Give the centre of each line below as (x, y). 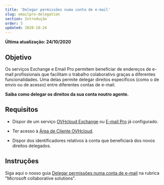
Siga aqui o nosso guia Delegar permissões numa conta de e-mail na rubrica (82, 173)
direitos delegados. (32, 146)
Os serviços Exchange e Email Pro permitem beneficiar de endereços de (78, 69)
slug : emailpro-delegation (33, 14)
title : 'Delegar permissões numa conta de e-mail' (58, 10)
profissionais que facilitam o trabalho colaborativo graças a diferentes (85, 74)
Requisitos (22, 110)
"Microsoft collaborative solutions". (40, 178)
